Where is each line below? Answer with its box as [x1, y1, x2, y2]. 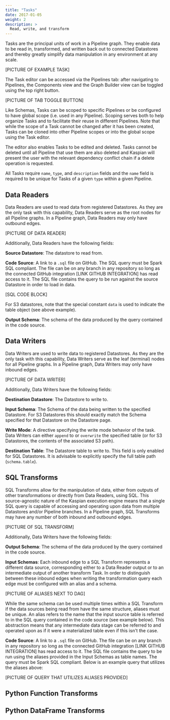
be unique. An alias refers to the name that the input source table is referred [5, 611, 164, 617]
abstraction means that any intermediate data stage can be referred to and [5, 622, 161, 628]
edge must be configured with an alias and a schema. [5, 580, 118, 587]
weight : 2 [5, 17, 26, 22]
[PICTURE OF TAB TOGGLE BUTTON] [5, 97, 84, 104]
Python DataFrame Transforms [5, 706, 105, 715]
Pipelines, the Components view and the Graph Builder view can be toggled [5, 82, 163, 88]
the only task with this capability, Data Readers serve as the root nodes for [5, 209, 161, 215]
